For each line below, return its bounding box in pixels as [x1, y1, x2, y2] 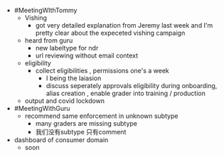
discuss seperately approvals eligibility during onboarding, [46, 82, 218, 90]
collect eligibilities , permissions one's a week [35, 67, 169, 75]
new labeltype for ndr [35, 44, 99, 52]
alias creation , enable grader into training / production [46, 89, 206, 97]
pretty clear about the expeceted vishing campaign [35, 28, 186, 37]
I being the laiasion [46, 74, 102, 82]
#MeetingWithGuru [14, 104, 70, 112]
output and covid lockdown [24, 97, 105, 105]
